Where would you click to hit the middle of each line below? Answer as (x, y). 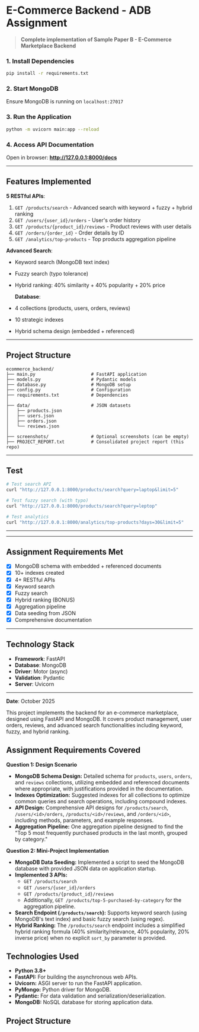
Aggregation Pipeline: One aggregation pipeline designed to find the (99, 827)
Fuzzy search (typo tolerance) (52, 273)
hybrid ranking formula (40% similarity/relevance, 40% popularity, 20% (102, 931)
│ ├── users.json (30, 416)
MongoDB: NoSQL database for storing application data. (84, 1002)
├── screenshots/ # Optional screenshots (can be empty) (98, 436)
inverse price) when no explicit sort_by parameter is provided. (91, 938)
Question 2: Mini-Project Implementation (57, 850)
